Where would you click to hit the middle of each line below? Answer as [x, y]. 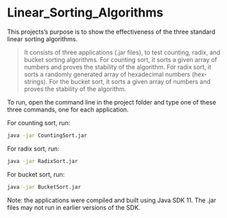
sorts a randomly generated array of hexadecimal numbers [107, 74]
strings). [36, 81]
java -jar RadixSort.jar [43, 161]
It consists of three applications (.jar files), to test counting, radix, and [122, 52]
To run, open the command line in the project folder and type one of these [112, 102]
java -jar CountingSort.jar [47, 135]
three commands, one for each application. [68, 109]
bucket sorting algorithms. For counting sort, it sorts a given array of [120, 59]
